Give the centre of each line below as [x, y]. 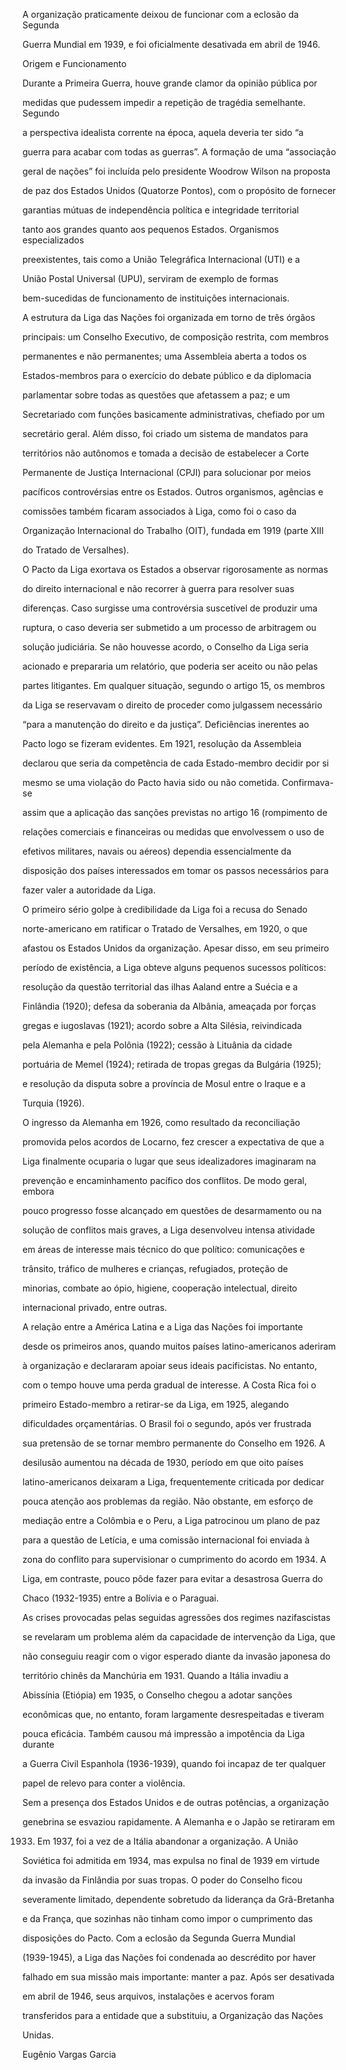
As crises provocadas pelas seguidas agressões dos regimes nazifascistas [176, 1617]
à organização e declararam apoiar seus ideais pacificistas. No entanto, [170, 1365]
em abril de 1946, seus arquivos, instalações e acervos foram [148, 1996]
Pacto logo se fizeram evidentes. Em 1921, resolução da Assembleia [162, 743]
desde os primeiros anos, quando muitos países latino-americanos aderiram [179, 1346]
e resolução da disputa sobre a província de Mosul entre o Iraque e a [164, 1083]
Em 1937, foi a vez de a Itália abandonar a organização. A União [167, 1841]
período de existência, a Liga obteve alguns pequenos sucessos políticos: [174, 967]
